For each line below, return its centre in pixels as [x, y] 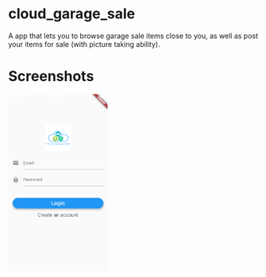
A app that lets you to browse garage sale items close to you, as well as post [133, 36]
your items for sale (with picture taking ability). [84, 44]
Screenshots [51, 77]
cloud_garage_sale [72, 14]
